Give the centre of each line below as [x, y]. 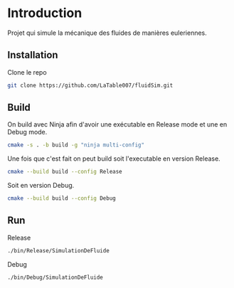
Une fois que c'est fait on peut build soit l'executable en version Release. [114, 159]
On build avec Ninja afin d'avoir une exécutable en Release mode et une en [117, 124]
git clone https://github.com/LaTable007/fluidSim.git [90, 85]
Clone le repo [27, 72]
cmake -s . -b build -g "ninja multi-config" [76, 145]
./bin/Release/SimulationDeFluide [59, 250]
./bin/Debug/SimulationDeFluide [55, 277]
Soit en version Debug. [41, 186]
